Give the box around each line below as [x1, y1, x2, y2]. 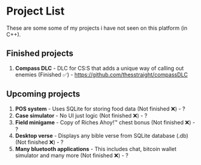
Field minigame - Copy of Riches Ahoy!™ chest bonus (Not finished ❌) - [15, 118, 196, 126]
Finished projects [6, 49, 74, 59]
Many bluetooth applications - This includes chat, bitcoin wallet [15, 145, 177, 152]
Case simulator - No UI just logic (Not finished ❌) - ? [15, 112, 148, 119]
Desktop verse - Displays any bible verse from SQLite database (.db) [15, 132, 189, 139]
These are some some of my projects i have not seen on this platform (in [6, 24, 188, 32]
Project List [6, 4, 65, 18]
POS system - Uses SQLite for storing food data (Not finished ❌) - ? [15, 105, 186, 112]
